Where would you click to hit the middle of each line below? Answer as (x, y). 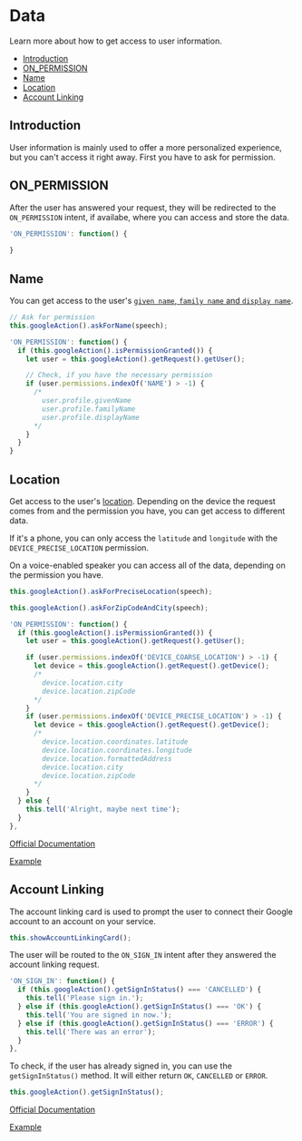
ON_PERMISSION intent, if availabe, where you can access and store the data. (150, 217)
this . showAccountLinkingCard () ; (70, 938)
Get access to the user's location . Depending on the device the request (143, 501)
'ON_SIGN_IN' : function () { (63, 981)
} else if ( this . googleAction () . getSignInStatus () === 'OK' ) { (139, 1007)
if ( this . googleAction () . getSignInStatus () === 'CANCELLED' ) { (139, 990)
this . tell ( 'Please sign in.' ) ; (85, 999)
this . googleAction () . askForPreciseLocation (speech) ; (111, 591)
